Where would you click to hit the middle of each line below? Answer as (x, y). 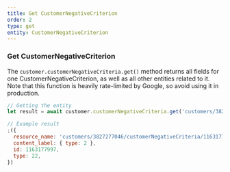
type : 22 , (27, 156)
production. (23, 93)
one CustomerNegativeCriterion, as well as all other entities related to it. (108, 78)
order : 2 (20, 20)
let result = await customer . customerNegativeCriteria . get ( (95, 112)
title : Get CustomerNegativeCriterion (62, 13)
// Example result (33, 124)
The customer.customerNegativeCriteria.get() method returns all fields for (113, 71)
